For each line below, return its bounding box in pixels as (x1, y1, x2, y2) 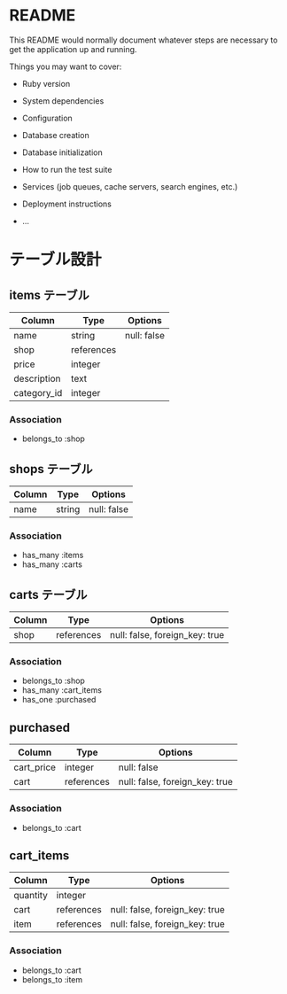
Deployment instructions (21, 198, 112, 209)
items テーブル (9, 287, 90, 302)
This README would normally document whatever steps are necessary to (9, 35, 278, 45)
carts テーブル (9, 586, 88, 602)
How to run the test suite (21, 164, 112, 175)
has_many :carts (21, 559, 82, 570)
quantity (13, 889, 49, 902)
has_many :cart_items (21, 685, 102, 695)
